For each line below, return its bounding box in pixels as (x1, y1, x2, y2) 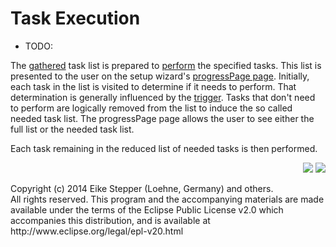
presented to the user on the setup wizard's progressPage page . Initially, (10, 70, 310, 82)
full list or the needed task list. (10, 123, 135, 135)
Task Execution (10, 7, 141, 30)
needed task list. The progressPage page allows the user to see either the (10, 112, 315, 124)
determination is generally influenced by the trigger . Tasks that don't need (10, 91, 316, 103)
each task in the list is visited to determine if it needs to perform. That (10, 80, 297, 92)
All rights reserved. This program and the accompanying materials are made (10, 193, 325, 205)
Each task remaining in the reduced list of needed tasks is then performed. (10, 142, 318, 154)
